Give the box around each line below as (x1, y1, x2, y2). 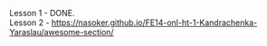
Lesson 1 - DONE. (9, 8, 75, 18)
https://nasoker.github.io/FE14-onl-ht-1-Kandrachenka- (51, 17, 258, 28)
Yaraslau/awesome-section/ (9, 27, 115, 37)
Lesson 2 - (9, 17, 50, 28)
